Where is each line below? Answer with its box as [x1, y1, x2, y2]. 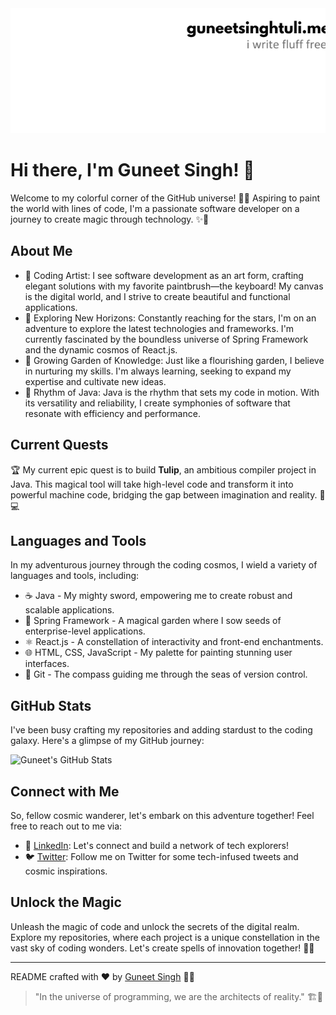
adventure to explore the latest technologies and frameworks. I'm [24, 322, 295, 334]
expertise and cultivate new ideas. [24, 375, 167, 387]
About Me [10, 243, 73, 260]
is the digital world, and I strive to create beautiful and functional [24, 290, 291, 302]
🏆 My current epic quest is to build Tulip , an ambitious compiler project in [10, 463, 317, 476]
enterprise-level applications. [24, 625, 146, 637]
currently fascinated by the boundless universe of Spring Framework [24, 333, 309, 345]
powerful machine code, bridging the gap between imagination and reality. [10, 488, 318, 501]
